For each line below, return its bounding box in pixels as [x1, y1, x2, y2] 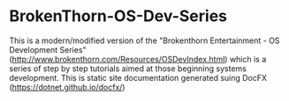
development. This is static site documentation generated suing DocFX [9, 72, 268, 83]
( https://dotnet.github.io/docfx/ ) [9, 82, 125, 92]
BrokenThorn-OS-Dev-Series [9, 6, 228, 26]
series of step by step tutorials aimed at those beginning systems [9, 63, 247, 74]
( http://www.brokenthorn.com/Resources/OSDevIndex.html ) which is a [9, 54, 267, 64]
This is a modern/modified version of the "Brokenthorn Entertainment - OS [9, 35, 280, 46]
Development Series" [9, 44, 87, 54]
